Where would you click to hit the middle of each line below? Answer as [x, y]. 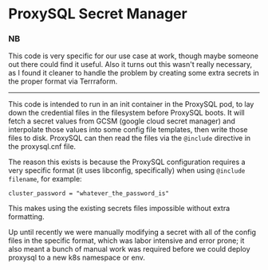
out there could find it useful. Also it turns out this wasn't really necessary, [130, 65]
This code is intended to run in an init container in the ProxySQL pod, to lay [131, 104]
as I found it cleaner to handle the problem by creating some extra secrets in [134, 73]
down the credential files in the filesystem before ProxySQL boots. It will [126, 113]
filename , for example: [45, 179]
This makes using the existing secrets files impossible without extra [119, 209]
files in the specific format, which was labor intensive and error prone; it [126, 241]
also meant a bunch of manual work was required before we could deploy [129, 249]
